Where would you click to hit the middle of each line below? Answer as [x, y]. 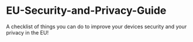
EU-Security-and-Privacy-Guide [86, 11]
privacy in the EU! [27, 32]
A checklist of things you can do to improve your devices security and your [96, 26]
